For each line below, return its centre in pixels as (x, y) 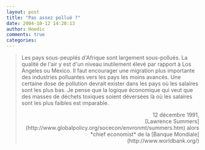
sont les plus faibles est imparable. (65, 103)
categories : (21, 40)
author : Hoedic (26, 29)
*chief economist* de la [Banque (132, 134)
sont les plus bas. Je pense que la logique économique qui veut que (107, 90)
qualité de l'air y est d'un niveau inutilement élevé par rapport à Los (106, 64)
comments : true (26, 35)
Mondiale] (187, 134)
